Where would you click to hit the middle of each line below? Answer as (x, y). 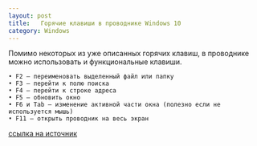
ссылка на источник (43, 134)
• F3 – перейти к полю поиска (59, 84)
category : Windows (39, 30)
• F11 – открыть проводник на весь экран (79, 119)
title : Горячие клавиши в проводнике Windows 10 (95, 23)
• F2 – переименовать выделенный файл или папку (91, 77)
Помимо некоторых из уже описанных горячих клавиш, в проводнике (129, 54)
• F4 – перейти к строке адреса (62, 91)
